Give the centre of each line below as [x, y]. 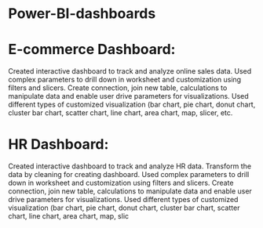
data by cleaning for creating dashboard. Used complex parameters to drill [129, 175]
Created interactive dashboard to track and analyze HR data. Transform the [130, 166]
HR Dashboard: [58, 145]
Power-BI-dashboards [82, 14]
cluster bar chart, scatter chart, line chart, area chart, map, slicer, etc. [121, 113]
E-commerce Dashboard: [92, 50]
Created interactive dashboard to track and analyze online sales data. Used [130, 71]
